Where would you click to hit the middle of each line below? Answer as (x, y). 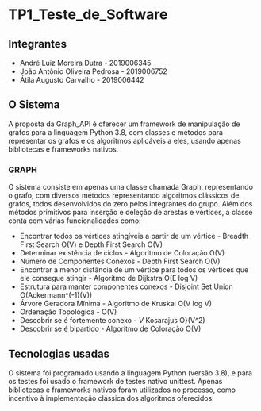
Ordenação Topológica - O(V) (68, 312)
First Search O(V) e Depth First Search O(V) (91, 244)
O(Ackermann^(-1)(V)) (56, 295)
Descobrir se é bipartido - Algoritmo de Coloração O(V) (110, 329)
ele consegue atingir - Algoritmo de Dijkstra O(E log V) (109, 278)
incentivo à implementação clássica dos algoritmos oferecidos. (111, 398)
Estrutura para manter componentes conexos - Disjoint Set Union (126, 286)
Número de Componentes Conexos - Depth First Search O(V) (120, 261)
